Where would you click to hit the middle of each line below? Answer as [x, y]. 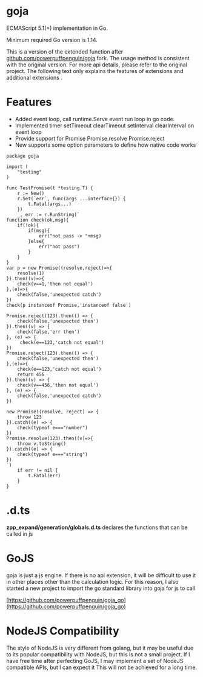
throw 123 [30, 417]
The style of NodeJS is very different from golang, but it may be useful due [100, 648]
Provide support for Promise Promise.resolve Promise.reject [90, 138]
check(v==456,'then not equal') [58, 385]
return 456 [31, 374]
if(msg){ [39, 230]
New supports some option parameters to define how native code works [105, 145]
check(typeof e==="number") [52, 427]
